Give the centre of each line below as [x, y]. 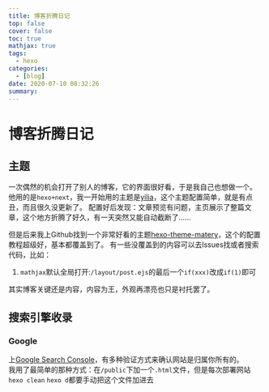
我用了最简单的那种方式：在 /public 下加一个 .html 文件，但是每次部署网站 [130, 370]
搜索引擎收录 [41, 317]
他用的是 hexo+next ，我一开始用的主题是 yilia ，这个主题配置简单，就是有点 [131, 197]
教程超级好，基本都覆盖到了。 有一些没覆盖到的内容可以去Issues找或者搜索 [134, 245]
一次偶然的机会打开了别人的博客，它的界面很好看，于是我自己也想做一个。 [132, 187]
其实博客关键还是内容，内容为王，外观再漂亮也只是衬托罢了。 [111, 289]
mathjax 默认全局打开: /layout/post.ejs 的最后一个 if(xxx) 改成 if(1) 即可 [138, 272]
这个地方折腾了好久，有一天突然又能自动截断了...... [107, 217]
